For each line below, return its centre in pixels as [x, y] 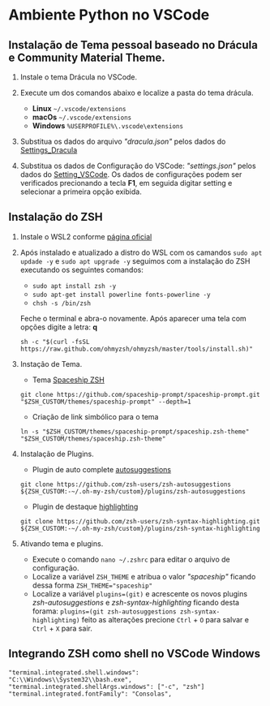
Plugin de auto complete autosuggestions [102, 469]
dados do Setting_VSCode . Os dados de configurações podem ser [131, 174]
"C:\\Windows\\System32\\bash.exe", [70, 679]
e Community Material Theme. [87, 57]
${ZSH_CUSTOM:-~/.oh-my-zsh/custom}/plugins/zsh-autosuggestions [133, 491]
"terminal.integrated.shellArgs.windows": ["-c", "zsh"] [107, 687]
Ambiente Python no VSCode [109, 15]
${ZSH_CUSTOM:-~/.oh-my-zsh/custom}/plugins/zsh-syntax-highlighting [140, 528]
